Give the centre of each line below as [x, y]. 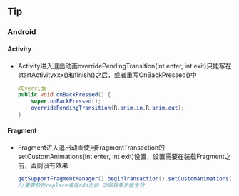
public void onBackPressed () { [64, 95]
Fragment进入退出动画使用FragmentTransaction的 [91, 148]
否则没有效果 [49, 165]
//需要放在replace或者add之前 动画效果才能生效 [81, 185]
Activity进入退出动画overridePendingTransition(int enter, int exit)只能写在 [124, 66]
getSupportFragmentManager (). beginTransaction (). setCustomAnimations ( [125, 179]
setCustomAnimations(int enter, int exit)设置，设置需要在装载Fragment [121, 157]
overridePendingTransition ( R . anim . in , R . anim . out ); [108, 108]
